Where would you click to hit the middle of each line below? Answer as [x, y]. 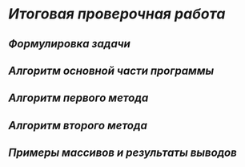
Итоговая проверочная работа [117, 14]
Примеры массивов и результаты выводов [123, 153]
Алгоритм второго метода [78, 125]
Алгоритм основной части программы [111, 70]
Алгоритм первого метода [78, 98]
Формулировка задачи [69, 44]
